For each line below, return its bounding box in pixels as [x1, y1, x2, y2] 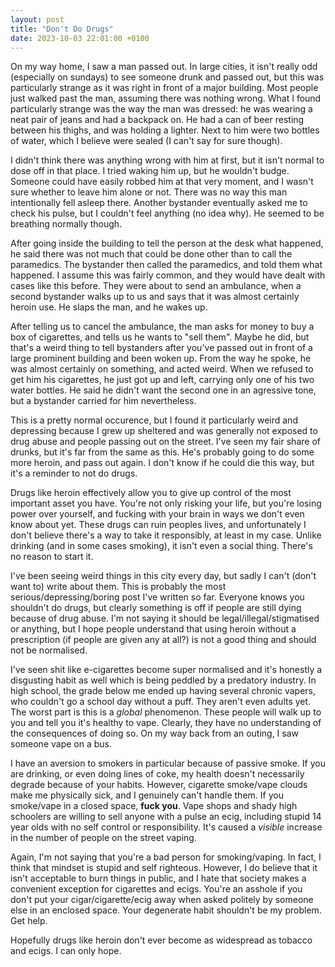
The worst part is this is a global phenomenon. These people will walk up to [10, 706, 322, 718]
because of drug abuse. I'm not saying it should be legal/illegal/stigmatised [10, 612, 320, 625]
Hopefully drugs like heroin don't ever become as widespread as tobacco [10, 934, 313, 946]
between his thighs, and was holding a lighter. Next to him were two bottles [10, 124, 320, 136]
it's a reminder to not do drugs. [10, 467, 138, 480]
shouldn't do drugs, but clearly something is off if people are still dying [10, 602, 302, 614]
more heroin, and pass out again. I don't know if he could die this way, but [10, 457, 315, 469]
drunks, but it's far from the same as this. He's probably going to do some [10, 446, 315, 458]
